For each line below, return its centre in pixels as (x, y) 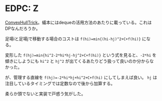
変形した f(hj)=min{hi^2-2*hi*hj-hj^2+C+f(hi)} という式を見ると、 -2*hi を (81, 55)
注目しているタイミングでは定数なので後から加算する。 (60, 83)
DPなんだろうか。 (22, 28)
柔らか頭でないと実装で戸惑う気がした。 (45, 94)
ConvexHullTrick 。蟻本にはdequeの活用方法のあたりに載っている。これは (79, 22)
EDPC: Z (22, 8)
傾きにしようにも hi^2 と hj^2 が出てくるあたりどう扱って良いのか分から (77, 61)
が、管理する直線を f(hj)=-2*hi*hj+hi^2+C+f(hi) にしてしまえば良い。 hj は (81, 77)
